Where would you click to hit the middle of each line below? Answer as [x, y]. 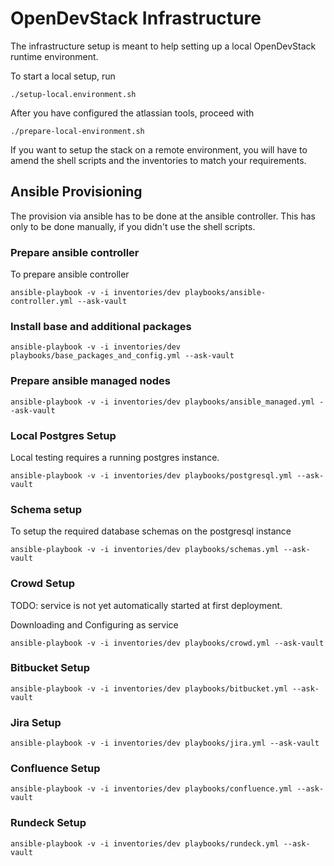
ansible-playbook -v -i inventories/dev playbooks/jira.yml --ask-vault [165, 743]
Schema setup [46, 509]
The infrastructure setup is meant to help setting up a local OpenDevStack [163, 46]
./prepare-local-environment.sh [77, 131]
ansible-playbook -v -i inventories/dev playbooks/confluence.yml [151, 789]
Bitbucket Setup [50, 668]
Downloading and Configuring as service [94, 624]
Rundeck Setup [48, 823]
